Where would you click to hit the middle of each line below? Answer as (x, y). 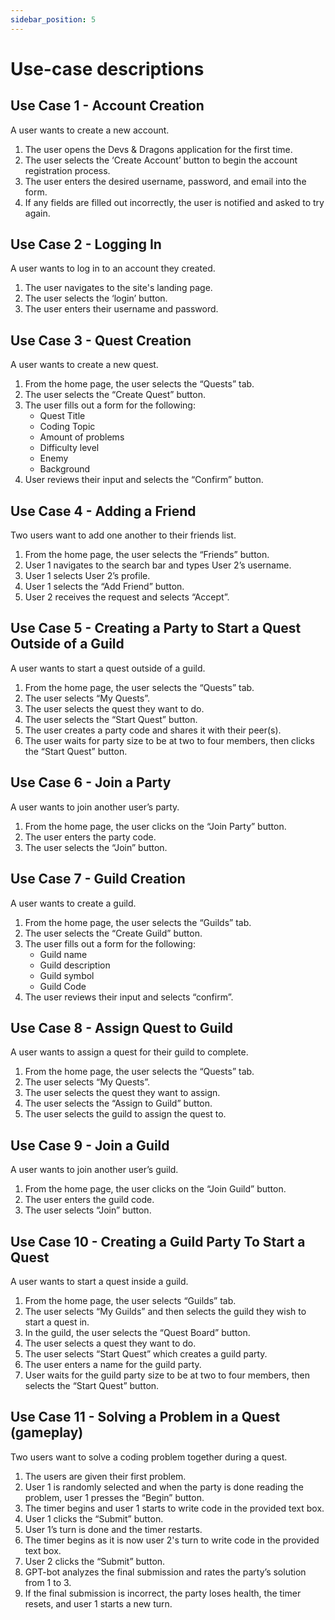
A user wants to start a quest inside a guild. (99, 1281)
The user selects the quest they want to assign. (122, 1093)
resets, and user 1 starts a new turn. (98, 1603)
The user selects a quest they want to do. (110, 1343)
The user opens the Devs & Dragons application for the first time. (158, 149)
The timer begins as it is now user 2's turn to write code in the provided (172, 1540)
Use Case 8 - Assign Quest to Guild (122, 1027)
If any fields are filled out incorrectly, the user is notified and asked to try (174, 202)
